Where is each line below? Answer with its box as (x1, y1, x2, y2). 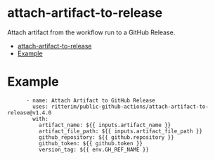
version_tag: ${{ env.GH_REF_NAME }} (38, 146, 150, 153)
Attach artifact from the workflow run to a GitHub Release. (7, 28, 176, 36)
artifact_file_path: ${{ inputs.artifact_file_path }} (38, 128, 202, 135)
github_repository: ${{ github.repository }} (38, 133, 174, 141)
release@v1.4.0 (7, 109, 52, 116)
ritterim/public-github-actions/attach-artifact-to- (51, 103, 209, 110)
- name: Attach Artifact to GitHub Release (25, 97, 156, 104)
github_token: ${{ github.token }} (38, 140, 143, 147)
